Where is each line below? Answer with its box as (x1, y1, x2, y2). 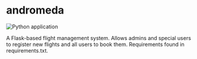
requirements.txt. (6, 47, 49, 54)
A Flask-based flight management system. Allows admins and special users (6, 34, 192, 41)
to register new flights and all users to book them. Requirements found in (6, 41, 185, 48)
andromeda (6, 4, 64, 17)
